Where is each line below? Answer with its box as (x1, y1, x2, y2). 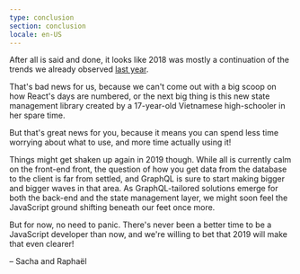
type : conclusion (9, 13, 75, 22)
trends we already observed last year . (9, 64, 149, 75)
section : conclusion (9, 22, 87, 31)
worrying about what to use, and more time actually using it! (9, 137, 232, 148)
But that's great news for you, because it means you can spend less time (9, 128, 279, 138)
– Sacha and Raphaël (9, 256, 87, 267)
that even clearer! (9, 239, 75, 250)
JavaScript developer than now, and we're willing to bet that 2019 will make (9, 229, 287, 240)
